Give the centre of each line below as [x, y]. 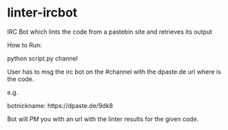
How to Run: [25, 45]
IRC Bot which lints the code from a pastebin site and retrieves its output [110, 32]
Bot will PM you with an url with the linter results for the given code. [103, 119]
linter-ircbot [42, 13]
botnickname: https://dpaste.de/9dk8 [60, 105]
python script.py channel [42, 58]
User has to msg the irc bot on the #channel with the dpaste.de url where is [114, 72]
